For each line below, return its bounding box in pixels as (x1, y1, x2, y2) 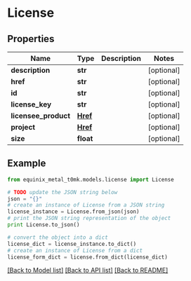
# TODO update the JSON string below (7, 189, 118, 196)
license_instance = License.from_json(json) (7, 208, 140, 215)
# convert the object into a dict (7, 233, 109, 241)
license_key (11, 100, 52, 109)
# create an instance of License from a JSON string (7, 202, 165, 209)
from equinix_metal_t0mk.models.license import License (7, 176, 174, 183)
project (11, 123, 36, 132)
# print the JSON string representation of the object (7, 215, 171, 222)
